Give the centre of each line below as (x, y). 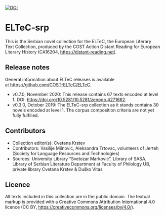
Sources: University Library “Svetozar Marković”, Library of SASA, (79, 159)
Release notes (27, 68)
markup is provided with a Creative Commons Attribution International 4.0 (80, 202)
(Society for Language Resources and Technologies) (66, 153)
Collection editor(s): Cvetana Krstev (49, 143)
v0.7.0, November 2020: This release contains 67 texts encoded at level (85, 94)
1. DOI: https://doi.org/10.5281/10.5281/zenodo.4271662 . (69, 100)
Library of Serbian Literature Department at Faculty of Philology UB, (81, 164)
